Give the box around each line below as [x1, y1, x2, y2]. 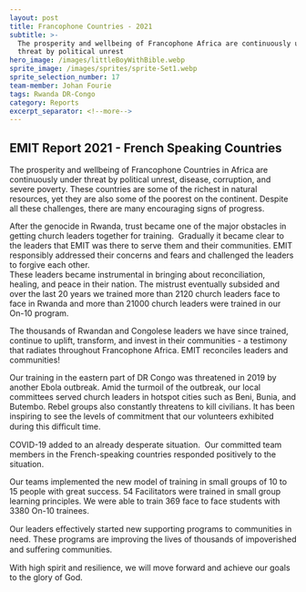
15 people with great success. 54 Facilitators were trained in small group [9, 486, 281, 497]
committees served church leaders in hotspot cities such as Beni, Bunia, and [9, 392, 297, 403]
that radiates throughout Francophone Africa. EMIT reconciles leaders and [9, 345, 289, 356]
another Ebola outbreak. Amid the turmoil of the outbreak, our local [9, 382, 261, 393]
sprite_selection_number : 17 [9, 73, 120, 82]
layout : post [9, 13, 59, 23]
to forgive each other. [9, 260, 90, 270]
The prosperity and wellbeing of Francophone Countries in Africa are [9, 165, 269, 176]
